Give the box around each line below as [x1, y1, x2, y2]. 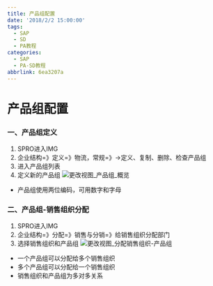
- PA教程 [13, 43, 37, 50]
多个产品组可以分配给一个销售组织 [17, 263, 116, 271]
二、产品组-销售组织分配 [7, 204, 89, 214]
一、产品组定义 [7, 127, 58, 137]
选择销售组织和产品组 [17, 239, 79, 248]
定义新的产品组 [17, 170, 61, 179]
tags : [7, 23, 23, 30]
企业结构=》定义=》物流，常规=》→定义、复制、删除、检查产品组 [17, 153, 207, 161]
